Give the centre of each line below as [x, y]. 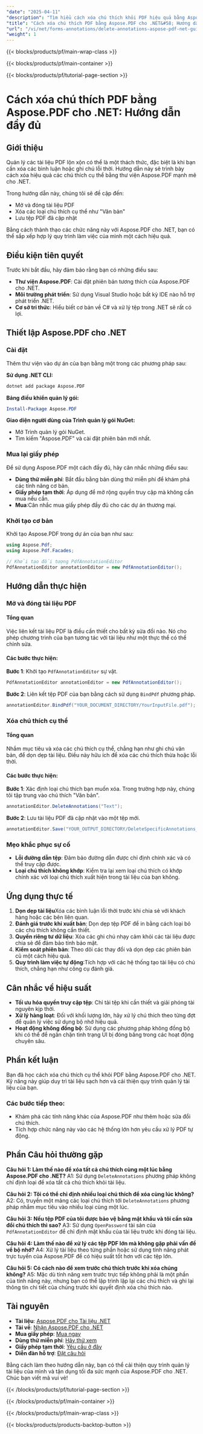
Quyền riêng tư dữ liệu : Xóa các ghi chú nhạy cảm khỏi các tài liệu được [105, 936]
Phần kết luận [32, 1060]
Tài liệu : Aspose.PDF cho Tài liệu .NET [63, 1321]
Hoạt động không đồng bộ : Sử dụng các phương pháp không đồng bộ [102, 1028]
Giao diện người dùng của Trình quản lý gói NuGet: [71, 420]
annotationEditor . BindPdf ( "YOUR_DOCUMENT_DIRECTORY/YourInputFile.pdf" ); [101, 705]
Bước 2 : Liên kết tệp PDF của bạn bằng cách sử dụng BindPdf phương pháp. [101, 694]
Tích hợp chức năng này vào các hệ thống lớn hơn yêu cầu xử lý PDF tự [104, 1129]
